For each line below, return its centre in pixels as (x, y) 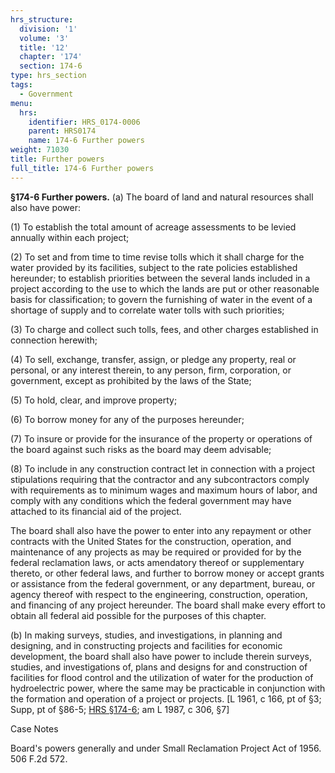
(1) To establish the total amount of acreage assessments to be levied (153, 227)
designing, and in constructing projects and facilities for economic (146, 645)
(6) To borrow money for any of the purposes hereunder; (127, 419)
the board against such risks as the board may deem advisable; (141, 449)
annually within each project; (70, 237)
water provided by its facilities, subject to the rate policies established (154, 267)
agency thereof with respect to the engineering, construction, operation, (159, 594)
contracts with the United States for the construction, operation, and (151, 541)
